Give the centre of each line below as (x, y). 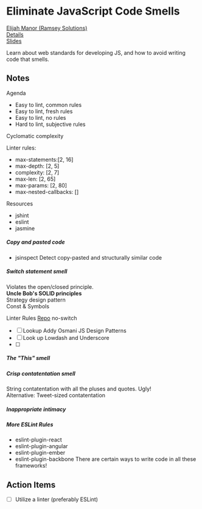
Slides (14, 41)
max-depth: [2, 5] (37, 166)
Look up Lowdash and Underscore (66, 338)
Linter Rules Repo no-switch (42, 318)
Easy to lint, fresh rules (44, 111)
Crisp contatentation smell (41, 373)
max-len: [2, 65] (35, 179)
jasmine (25, 228)
